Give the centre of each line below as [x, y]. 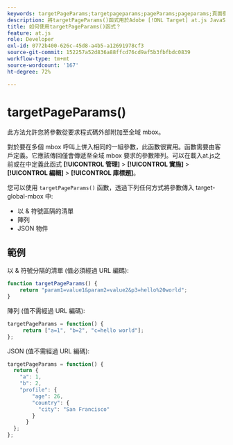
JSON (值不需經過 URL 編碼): [49, 351]
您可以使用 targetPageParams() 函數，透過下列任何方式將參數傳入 [101, 187]
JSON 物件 [33, 228]
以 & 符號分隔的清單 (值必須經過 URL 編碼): [68, 271]
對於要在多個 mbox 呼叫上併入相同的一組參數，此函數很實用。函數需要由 [111, 147]
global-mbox [25, 196]
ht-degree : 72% [29, 72]
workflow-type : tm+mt [38, 59]
